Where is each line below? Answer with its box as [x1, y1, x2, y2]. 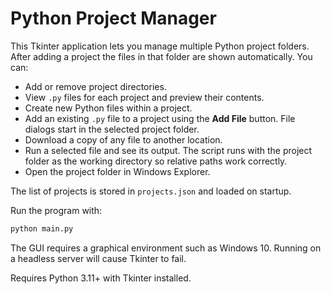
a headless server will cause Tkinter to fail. [10, 252, 187, 264]
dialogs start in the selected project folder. [24, 123, 200, 135]
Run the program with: [10, 204, 103, 216]
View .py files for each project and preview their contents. [24, 91, 265, 103]
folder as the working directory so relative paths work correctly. [24, 155, 288, 167]
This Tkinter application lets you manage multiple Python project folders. [10, 40, 310, 52]
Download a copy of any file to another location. [24, 133, 223, 146]
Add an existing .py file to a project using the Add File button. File [24, 112, 296, 124]
